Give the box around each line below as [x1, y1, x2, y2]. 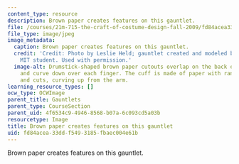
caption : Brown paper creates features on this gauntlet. [14, 43, 190, 50]
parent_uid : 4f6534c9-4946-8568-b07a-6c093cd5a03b [7, 109, 161, 116]
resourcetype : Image [7, 116, 69, 123]
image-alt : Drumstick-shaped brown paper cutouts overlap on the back [14, 63, 228, 70]
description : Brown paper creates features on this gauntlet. [7, 17, 196, 24]
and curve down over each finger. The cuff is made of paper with [20, 70, 221, 77]
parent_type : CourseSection [7, 103, 91, 110]
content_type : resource [7, 10, 78, 18]
